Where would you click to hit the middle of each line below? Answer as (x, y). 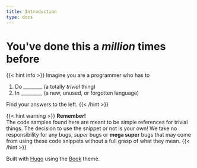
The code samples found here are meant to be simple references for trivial (97, 122)
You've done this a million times (86, 46)
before (23, 59)
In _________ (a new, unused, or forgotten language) (77, 93)
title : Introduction (32, 12)
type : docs (20, 17)
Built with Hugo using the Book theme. (53, 159)
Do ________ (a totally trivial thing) (55, 87)
